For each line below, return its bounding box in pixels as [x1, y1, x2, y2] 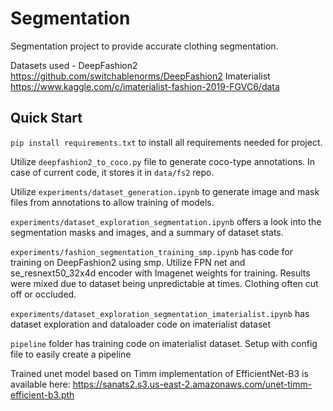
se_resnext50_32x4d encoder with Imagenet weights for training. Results [10, 267, 311, 279]
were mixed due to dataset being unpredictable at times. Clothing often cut [10, 277, 319, 289]
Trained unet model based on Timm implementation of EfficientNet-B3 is [10, 367, 309, 379]
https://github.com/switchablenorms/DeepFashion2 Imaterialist [10, 70, 271, 82]
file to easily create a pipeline [10, 348, 132, 360]
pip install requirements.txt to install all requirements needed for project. [10, 136, 323, 148]
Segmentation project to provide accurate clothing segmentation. [10, 40, 279, 52]
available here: [10, 378, 71, 390]
